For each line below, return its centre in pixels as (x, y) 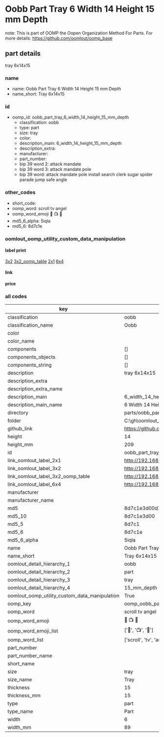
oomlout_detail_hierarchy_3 (39, 580)
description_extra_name (35, 389)
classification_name (30, 325)
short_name (21, 664)
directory (18, 413)
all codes (16, 296)
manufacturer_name (31, 500)
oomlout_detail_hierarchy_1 (39, 564)
